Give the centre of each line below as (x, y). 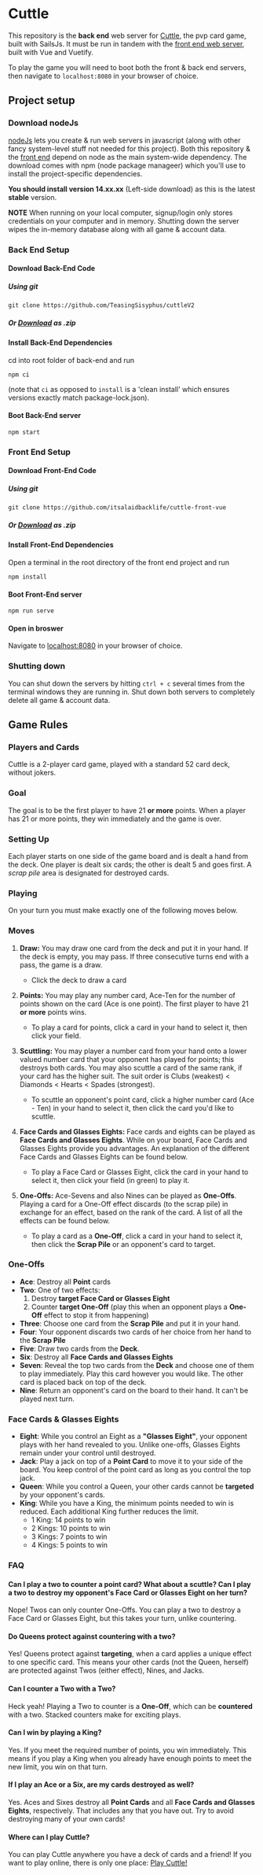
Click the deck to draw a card (79, 980)
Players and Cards (44, 747)
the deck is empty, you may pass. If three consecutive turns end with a (134, 956)
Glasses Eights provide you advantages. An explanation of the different (134, 1148)
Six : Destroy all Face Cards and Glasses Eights (96, 1357)
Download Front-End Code (52, 471)
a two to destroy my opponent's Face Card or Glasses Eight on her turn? (128, 1592)
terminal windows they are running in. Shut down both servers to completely (131, 692)
